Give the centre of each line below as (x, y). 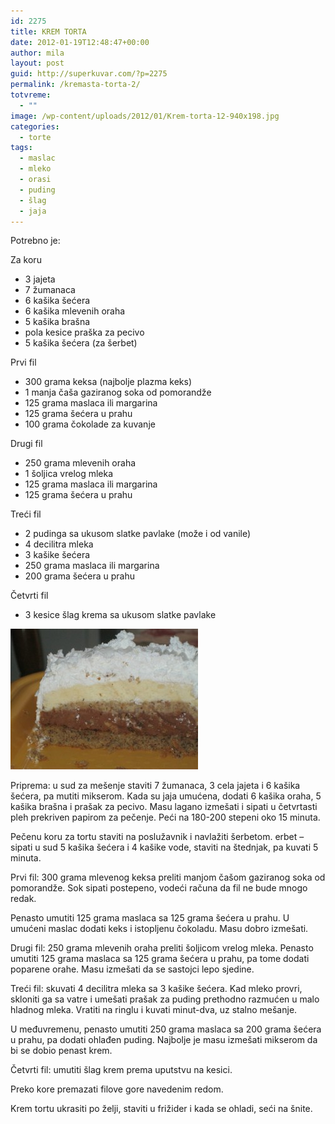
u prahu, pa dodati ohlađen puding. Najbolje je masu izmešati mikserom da (164, 1040)
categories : (35, 126)
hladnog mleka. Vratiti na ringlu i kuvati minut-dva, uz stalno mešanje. (154, 1010)
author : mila (37, 53)
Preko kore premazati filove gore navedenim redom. (117, 1089)
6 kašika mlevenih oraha (75, 311)
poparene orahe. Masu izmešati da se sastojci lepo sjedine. (132, 969)
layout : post (37, 63)
